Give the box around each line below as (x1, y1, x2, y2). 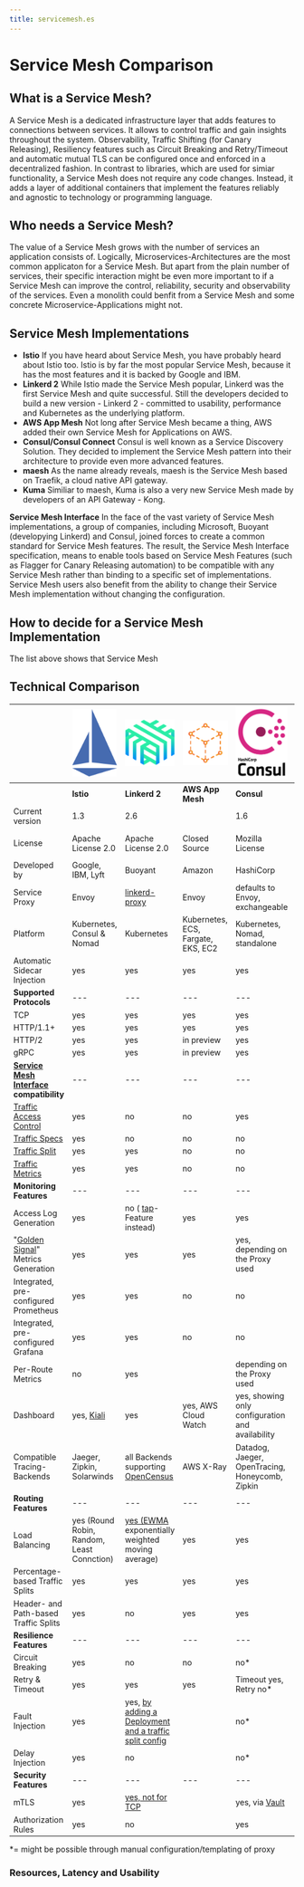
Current (13, 806, 43, 817)
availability (234, 1429, 276, 1440)
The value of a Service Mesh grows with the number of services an (9, 242, 260, 253)
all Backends (125, 1451, 173, 1462)
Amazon (182, 865, 214, 876)
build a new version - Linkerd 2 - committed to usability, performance (22, 398, 282, 409)
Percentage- (13, 1566, 62, 1577)
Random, (71, 1535, 106, 1546)
